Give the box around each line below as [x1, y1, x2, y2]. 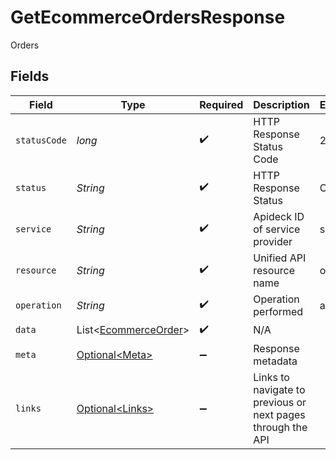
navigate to [253, 382, 306, 396]
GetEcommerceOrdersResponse [10, 6, 286, 29]
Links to [253, 370, 290, 384]
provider [253, 234, 293, 248]
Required [199, 97, 244, 111]
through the [253, 420, 308, 434]
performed [253, 304, 304, 318]
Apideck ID [253, 209, 305, 223]
